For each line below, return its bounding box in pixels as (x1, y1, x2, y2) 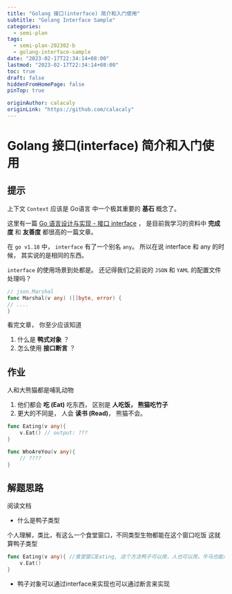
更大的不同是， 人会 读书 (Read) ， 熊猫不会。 (17, 409, 146, 418)
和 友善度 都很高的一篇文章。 (14, 227, 97, 236)
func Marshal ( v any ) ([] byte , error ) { (7, 294, 122, 301)
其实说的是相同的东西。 (20, 251, 88, 259)
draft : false (7, 74, 45, 82)
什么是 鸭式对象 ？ (17, 336, 70, 344)
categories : (7, 23, 41, 30)
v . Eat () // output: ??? (19, 430, 88, 437)
